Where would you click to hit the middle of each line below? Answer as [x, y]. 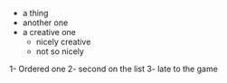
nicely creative [63, 41]
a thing [35, 13]
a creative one [49, 32]
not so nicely [60, 51]
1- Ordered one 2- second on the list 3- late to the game [114, 69]
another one [45, 23]
